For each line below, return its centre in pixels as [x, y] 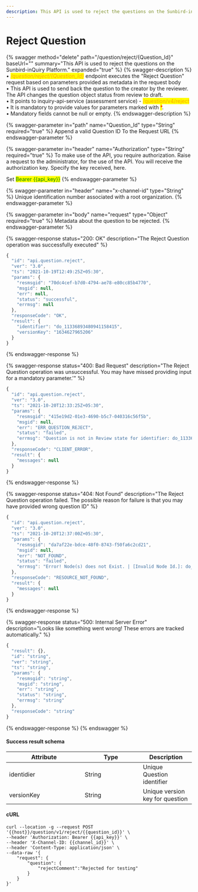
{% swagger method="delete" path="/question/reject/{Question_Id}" [90, 57]
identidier [22, 774]
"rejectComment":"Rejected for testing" [88, 868]
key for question [165, 798]
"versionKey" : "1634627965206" [55, 332]
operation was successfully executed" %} [57, 245]
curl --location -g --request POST [50, 827]
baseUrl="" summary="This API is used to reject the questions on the [90, 63]
